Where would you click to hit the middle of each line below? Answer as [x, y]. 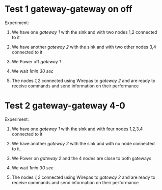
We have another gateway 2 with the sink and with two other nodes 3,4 [84, 47]
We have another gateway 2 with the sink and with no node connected [83, 143]
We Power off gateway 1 [36, 61]
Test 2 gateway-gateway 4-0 [65, 106]
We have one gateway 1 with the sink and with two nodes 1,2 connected [84, 32]
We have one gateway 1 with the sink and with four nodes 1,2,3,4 [77, 129]
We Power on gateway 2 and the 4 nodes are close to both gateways [81, 158]
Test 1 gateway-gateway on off [68, 9]
